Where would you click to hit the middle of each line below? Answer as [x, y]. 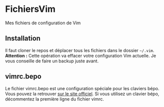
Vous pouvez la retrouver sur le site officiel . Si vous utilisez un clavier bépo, [82, 94]
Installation [23, 38]
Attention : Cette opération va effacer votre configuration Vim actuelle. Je [81, 55]
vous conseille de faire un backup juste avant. [52, 61]
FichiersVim [30, 9]
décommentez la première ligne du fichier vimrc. [55, 99]
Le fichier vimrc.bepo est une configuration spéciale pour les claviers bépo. [82, 88]
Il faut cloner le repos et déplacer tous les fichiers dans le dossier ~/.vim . [80, 50]
